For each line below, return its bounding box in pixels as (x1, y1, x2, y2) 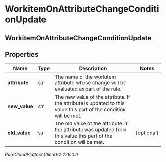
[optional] (135, 129, 159, 136)
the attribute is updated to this (54, 100, 124, 107)
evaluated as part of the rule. (54, 85, 122, 92)
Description (79, 65, 107, 72)
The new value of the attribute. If (54, 94, 130, 101)
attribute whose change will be (54, 80, 126, 86)
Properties (5, 50, 39, 59)
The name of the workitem (54, 73, 116, 80)
